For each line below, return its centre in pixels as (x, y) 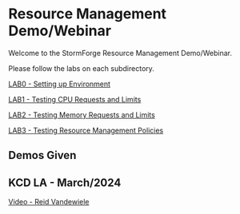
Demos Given (42, 155)
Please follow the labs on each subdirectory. (81, 68)
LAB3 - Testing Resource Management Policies (86, 130)
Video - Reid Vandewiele (49, 202)
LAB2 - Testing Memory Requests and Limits (82, 115)
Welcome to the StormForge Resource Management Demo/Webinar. (120, 53)
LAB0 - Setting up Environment (59, 84)
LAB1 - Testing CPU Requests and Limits (75, 99)
